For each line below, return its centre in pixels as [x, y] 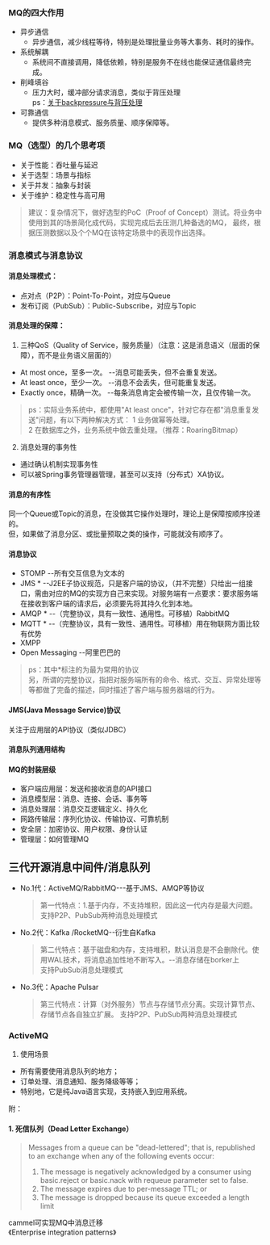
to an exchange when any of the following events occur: [121, 1155]
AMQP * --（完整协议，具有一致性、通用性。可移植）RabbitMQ [125, 614]
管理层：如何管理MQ [54, 839]
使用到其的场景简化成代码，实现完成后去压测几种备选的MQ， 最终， [141, 222]
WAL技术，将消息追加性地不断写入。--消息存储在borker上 [143, 960]
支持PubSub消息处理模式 [81, 970]
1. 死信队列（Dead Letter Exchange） [71, 1129]
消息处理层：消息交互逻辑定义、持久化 [83, 809]
